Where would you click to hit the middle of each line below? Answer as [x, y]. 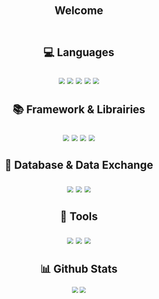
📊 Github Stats [79, 269]
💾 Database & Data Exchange [79, 165]
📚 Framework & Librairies [79, 109]
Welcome [79, 11]
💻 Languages [79, 53]
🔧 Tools [79, 216]
